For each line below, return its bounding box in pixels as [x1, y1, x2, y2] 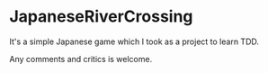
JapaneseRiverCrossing [9, 6, 193, 27]
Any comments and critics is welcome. [9, 53, 153, 64]
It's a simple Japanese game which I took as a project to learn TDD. [9, 36, 259, 47]
